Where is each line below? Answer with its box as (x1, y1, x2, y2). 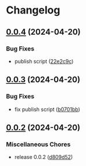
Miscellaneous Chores (6, 140, 71, 148)
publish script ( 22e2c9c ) (14, 57, 74, 65)
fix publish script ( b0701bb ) (14, 106, 80, 113)
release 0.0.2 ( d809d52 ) (14, 154, 73, 161)
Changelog (6, 4, 60, 17)
